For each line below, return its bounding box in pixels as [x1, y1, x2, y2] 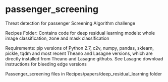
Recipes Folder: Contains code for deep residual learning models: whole [5, 30, 155, 36]
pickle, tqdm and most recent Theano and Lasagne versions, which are [5, 50, 153, 56]
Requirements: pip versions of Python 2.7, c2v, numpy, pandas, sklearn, [5, 45, 154, 51]
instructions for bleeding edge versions [5, 61, 87, 67]
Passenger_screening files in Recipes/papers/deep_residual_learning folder [5, 70, 162, 76]
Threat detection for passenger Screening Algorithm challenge [5, 20, 135, 26]
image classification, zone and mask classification [5, 35, 109, 41]
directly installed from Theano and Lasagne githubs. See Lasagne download [5, 55, 163, 61]
